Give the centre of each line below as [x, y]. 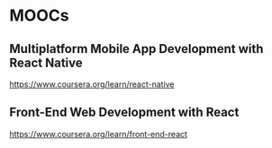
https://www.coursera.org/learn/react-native [92, 84]
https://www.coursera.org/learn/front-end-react [98, 134]
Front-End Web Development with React [124, 113]
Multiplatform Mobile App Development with [136, 49]
